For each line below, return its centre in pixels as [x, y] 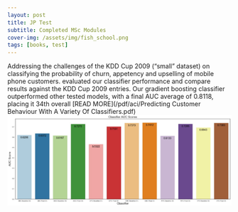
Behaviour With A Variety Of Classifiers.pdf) [72, 112]
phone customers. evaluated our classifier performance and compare [109, 81]
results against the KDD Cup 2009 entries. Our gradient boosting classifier [116, 89]
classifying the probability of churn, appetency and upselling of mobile [111, 74]
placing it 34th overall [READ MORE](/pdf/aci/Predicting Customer [104, 104]
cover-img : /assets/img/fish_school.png [68, 38]
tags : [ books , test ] [38, 45]
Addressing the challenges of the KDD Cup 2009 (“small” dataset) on [109, 66]
